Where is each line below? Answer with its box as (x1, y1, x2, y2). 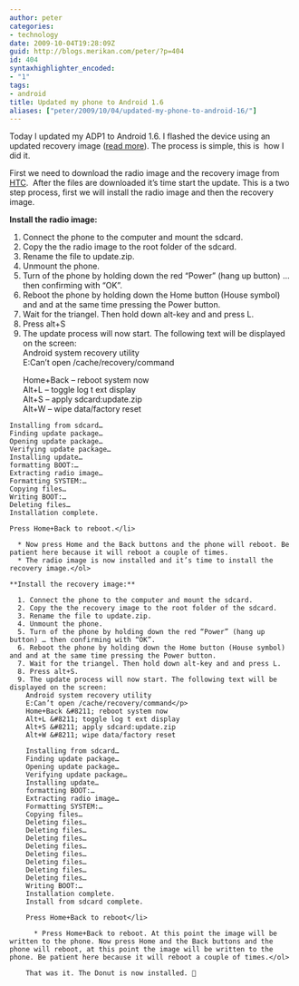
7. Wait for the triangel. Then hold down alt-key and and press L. (17, 659, 282, 669)
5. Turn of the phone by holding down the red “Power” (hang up (17, 628, 265, 637)
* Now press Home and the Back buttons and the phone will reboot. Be (17, 541, 290, 550)
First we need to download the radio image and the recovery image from (9, 168, 280, 179)
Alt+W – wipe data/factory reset (22, 404, 142, 415)
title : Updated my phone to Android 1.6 (9, 97, 165, 107)
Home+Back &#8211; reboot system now (25, 707, 169, 717)
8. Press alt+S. (17, 668, 79, 677)
